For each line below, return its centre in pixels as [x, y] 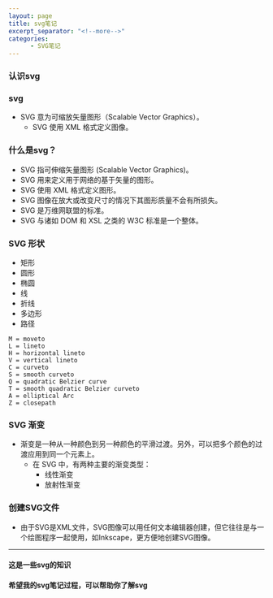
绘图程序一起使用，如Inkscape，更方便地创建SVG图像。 [121, 537]
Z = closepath [32, 403]
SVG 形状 [27, 243]
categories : [28, 39]
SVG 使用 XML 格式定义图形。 [70, 190]
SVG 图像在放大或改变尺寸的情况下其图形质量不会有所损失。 [121, 200]
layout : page [30, 16]
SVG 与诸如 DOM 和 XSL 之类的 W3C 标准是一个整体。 [111, 220]
